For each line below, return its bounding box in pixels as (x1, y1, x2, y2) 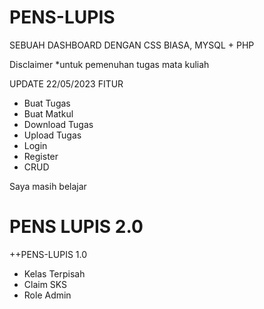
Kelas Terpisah (23, 267, 86, 280)
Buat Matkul (23, 107, 74, 120)
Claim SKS (23, 278, 68, 290)
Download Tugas (23, 118, 94, 130)
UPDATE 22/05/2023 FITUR (9, 77, 124, 90)
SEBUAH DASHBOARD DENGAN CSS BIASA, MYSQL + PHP (9, 39, 255, 51)
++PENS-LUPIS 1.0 (9, 248, 88, 260)
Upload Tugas (23, 129, 82, 141)
